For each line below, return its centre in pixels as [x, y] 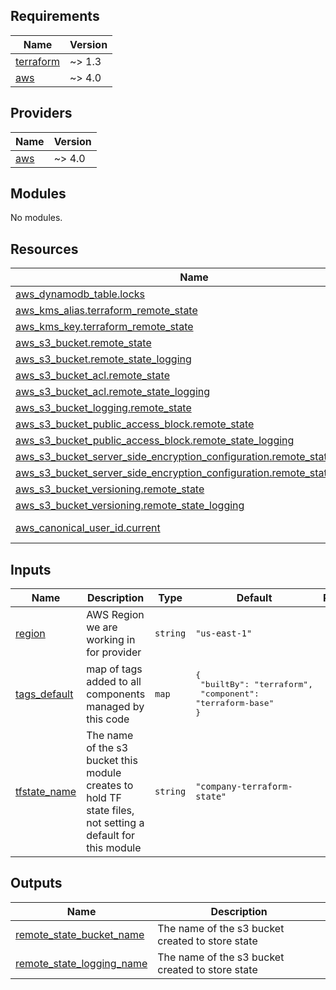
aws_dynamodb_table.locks [80, 294]
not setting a [115, 823]
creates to [110, 786]
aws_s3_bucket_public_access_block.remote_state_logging [155, 441]
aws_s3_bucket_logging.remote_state [103, 408]
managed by [115, 706]
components [116, 694]
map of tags [114, 669]
